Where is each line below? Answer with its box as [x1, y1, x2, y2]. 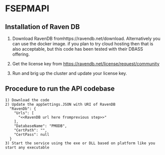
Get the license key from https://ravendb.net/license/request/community [12, 61, 160, 66]
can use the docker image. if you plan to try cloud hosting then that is [12, 41, 154, 47]
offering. [12, 51, 30, 57]
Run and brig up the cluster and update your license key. [12, 70, 127, 76]
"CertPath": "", [14, 127, 48, 133]
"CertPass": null [14, 132, 50, 137]
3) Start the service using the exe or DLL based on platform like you [5, 141, 155, 146]
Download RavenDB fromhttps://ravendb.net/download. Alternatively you [12, 35, 161, 41]
